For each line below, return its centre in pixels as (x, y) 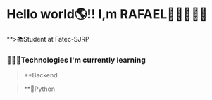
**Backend (40, 75)
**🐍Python (39, 89)
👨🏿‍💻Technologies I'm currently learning (76, 60)
